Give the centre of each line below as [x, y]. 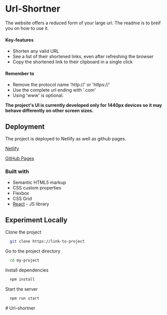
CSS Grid [22, 199]
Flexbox [21, 193]
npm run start [25, 298]
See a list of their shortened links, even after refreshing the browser [83, 57]
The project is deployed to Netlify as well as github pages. [66, 139]
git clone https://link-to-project [47, 242]
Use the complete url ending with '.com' [54, 90]
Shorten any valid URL [36, 51]
